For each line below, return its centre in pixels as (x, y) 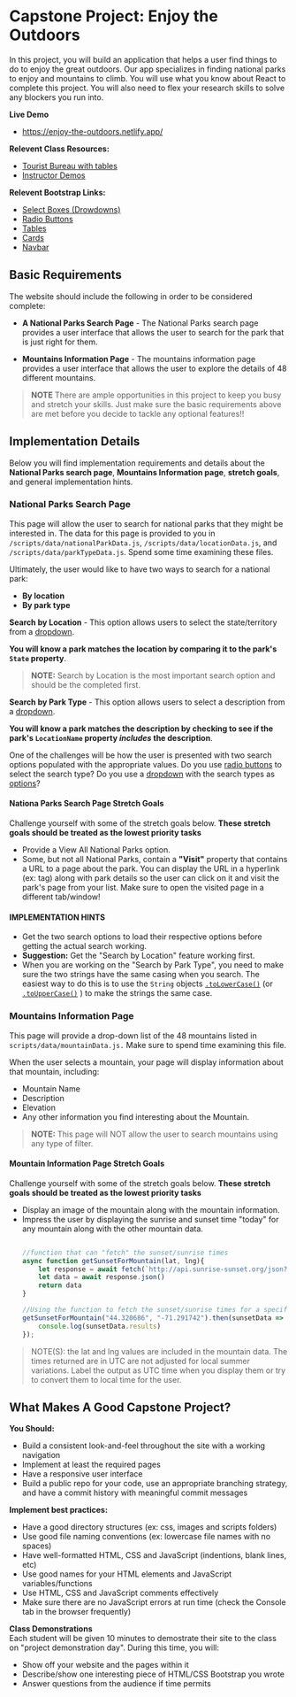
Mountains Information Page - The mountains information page (139, 359)
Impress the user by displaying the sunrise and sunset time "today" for (150, 1219)
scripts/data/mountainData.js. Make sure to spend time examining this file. (148, 1045)
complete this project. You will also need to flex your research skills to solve (147, 88)
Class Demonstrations (51, 1629)
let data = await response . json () (102, 1277)
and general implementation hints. (71, 482)
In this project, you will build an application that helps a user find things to (143, 59)
